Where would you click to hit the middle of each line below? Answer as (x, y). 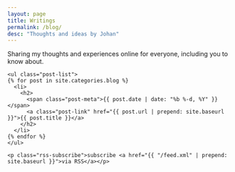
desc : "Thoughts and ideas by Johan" (63, 34)
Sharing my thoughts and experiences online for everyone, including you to (118, 54)
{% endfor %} (27, 137)
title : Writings (31, 21)
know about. (26, 62)
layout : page (27, 14)
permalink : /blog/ (35, 27)
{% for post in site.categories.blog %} (68, 81)
